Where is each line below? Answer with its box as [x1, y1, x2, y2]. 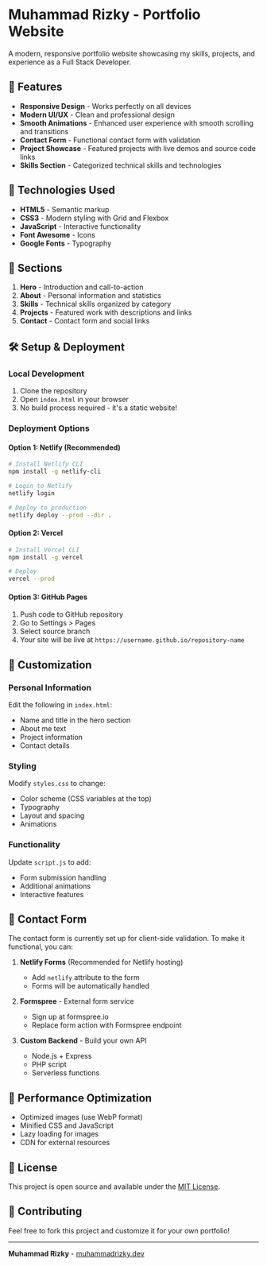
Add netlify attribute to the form [31, 973, 141, 982]
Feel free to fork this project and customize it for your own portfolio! [8, 1225, 230, 1235]
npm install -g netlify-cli [8, 467, 102, 476]
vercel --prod [8, 575, 56, 583]
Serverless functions [31, 1068, 100, 1078]
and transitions [19, 126, 69, 136]
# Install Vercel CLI [8, 546, 80, 554]
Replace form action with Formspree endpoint [31, 1020, 182, 1030]
